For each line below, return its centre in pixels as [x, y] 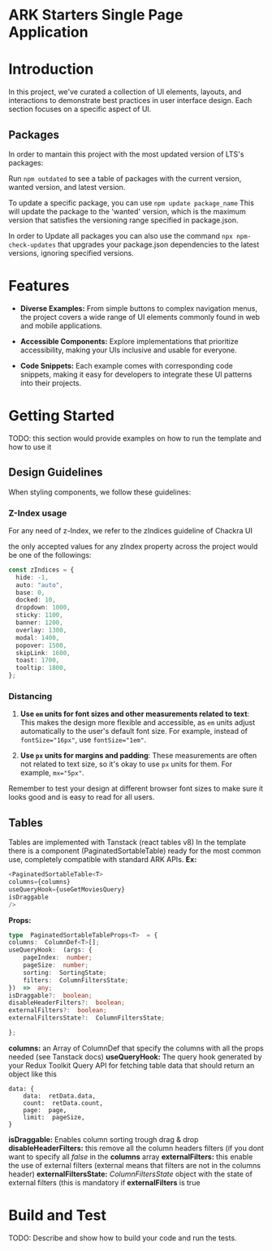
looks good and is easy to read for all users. [82, 797]
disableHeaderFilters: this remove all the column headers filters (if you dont [136, 1148]
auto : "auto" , [39, 585]
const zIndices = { [41, 570]
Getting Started [62, 416]
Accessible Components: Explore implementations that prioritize [129, 341]
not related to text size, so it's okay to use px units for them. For [126, 764]
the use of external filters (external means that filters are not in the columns [135, 1165]
